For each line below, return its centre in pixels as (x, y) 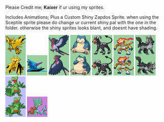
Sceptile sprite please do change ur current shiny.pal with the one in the (81, 23)
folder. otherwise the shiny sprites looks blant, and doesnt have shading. (81, 28)
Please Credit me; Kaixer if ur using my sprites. (55, 7)
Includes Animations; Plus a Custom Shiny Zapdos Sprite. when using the (82, 17)
